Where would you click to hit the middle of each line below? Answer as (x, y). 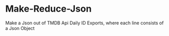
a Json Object (20, 28)
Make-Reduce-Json (49, 9)
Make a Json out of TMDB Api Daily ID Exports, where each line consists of (84, 23)
